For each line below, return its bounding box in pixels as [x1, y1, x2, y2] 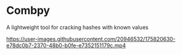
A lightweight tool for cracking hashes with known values [6, 24, 149, 31]
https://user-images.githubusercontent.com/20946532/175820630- [6, 35, 176, 42]
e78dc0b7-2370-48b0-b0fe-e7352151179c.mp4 [6, 42, 126, 49]
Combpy [6, 4, 50, 18]
